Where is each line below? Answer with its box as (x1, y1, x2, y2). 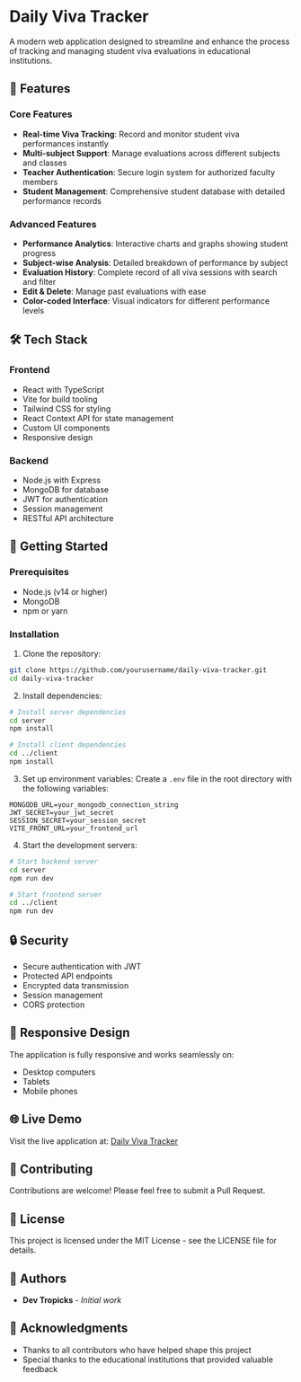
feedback (22, 1363, 58, 1374)
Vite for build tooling (22, 394, 98, 404)
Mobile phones (22, 1085, 78, 1096)
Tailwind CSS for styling (22, 403, 111, 414)
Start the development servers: (22, 839, 137, 850)
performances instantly (22, 137, 110, 149)
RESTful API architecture (22, 512, 114, 523)
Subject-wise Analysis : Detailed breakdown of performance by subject (22, 257, 288, 268)
